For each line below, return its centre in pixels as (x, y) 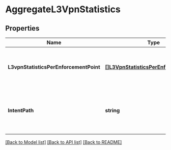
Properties (22, 28)
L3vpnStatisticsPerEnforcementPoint (54, 67)
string (112, 110)
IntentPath (21, 110)
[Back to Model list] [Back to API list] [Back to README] (64, 142)
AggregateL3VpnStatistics (63, 9)
